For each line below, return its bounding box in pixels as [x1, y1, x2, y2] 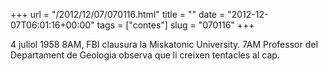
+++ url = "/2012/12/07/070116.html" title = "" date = [10, 9, 226, 20]
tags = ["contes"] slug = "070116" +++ [96, 19, 255, 31]
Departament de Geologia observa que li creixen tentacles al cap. [10, 49, 280, 61]
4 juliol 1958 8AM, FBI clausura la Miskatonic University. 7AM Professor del [10, 39, 318, 50]
